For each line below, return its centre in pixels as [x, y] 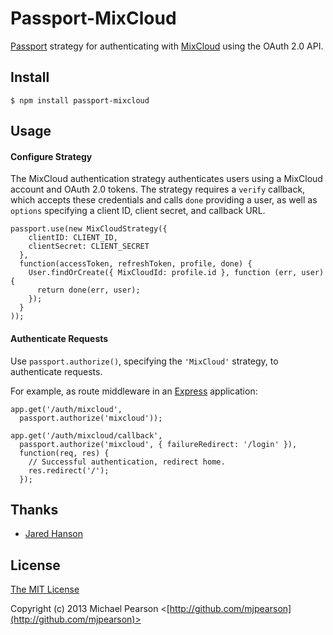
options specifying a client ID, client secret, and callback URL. [138, 211]
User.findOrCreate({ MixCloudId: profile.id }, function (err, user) [176, 273]
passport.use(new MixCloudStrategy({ [89, 229]
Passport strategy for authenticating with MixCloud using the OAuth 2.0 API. [167, 46]
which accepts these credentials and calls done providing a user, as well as [164, 200]
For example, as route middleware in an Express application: [134, 391]
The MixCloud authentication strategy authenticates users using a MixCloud [166, 179]
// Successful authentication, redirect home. [127, 462]
